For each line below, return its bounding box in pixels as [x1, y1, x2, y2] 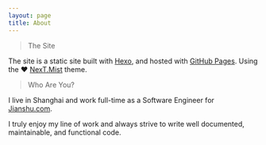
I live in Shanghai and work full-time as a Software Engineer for [8, 95, 214, 105]
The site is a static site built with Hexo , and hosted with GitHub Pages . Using [8, 56, 258, 66]
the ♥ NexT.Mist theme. [8, 64, 87, 74]
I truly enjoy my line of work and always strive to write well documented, [8, 119, 245, 128]
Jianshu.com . [8, 104, 53, 113]
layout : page [8, 11, 52, 20]
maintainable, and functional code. [8, 128, 121, 137]
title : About [8, 19, 52, 27]
